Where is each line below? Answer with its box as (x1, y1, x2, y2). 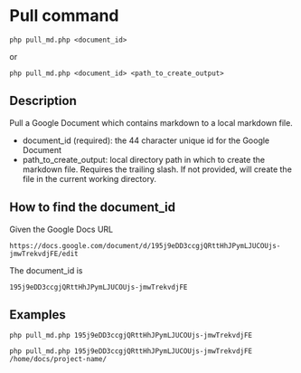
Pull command (9, 5, 119, 26)
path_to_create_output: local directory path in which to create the (22, 154, 265, 165)
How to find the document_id (9, 200, 176, 215)
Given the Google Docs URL (9, 224, 114, 234)
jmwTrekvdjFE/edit (9, 249, 79, 258)
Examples (9, 307, 66, 322)
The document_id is (9, 264, 83, 276)
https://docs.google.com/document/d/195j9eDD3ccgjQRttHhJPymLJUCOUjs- (9, 241, 281, 250)
